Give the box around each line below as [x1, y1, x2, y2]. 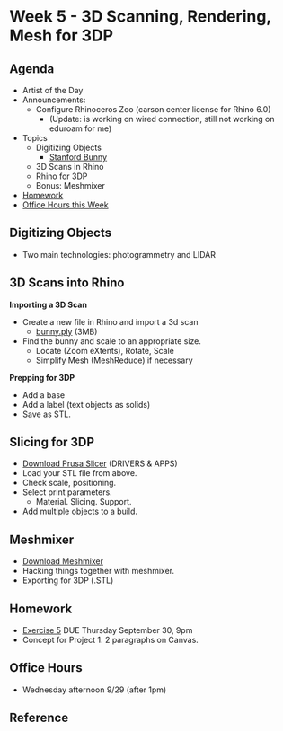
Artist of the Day [22, 85, 84, 95]
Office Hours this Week [22, 199, 110, 210]
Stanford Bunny [49, 152, 108, 163]
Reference [9, 710, 69, 726]
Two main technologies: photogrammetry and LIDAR [22, 249, 217, 260]
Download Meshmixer [22, 556, 103, 567]
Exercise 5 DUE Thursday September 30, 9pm [22, 625, 193, 636]
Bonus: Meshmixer [35, 181, 105, 190]
